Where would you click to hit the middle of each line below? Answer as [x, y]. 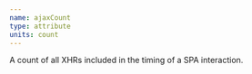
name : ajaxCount [40, 18]
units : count [34, 34]
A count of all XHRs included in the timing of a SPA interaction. [126, 60]
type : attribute [40, 26]
